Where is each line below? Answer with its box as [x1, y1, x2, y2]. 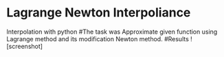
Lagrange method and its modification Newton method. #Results [6, 34, 190, 43]
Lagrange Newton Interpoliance [6, 5, 191, 21]
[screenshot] [6, 42, 43, 50]
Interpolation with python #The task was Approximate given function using [6, 27, 218, 36]
